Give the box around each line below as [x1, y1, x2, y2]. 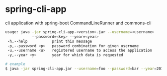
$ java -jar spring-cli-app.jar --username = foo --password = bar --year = [5, 66, 157, 72]
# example [5, 62, 26, 67]
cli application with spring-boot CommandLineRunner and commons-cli [5, 20, 152, 26]
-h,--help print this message [7, 39, 92, 44]
